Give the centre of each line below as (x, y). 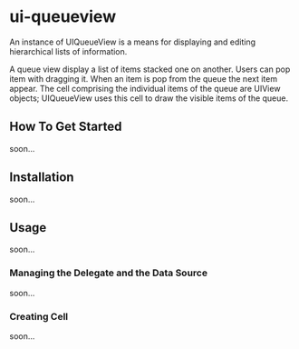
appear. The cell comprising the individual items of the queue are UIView (145, 88)
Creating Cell (39, 316)
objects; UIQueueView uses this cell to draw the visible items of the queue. (149, 98)
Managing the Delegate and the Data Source (109, 273)
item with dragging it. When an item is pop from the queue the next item (144, 78)
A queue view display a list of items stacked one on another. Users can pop (150, 69)
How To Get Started (66, 127)
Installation (42, 178)
